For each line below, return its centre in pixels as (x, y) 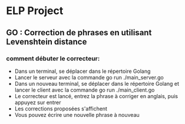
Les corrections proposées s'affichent (61, 108)
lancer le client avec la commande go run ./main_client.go (85, 90)
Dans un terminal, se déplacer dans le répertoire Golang (82, 71)
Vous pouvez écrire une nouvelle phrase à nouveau (77, 115)
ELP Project (35, 11)
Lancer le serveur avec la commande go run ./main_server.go (89, 77)
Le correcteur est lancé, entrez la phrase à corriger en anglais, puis (96, 96)
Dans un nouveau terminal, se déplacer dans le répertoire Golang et (97, 83)
